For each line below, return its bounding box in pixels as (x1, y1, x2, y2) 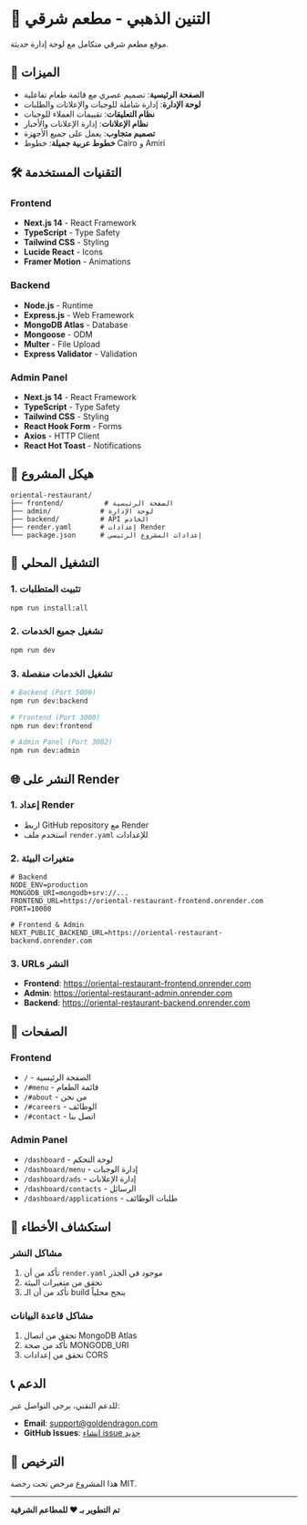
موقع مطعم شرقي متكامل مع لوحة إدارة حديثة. (10, 38, 169, 49)
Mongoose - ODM (23, 328, 94, 340)
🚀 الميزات (10, 65, 60, 80)
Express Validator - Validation (23, 348, 138, 359)
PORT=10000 (10, 904, 52, 914)
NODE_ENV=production (10, 881, 89, 890)
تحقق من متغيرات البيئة (23, 1277, 103, 1288)
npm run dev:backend (10, 696, 89, 706)
